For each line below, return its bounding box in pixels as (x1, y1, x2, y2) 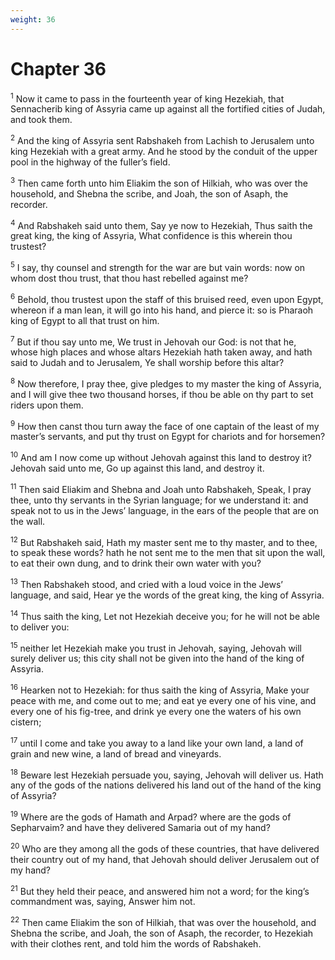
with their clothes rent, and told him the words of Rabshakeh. (10, 938, 262, 950)
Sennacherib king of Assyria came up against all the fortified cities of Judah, (10, 103, 326, 115)
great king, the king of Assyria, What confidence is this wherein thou (10, 230, 293, 242)
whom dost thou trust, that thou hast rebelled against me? (10, 272, 249, 284)
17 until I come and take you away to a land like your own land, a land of (10, 736, 304, 749)
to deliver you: (10, 621, 70, 633)
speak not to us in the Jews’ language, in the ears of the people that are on (10, 504, 320, 516)
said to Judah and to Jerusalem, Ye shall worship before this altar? (10, 357, 285, 369)
